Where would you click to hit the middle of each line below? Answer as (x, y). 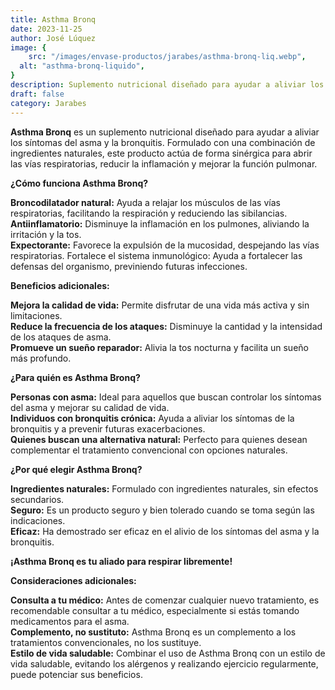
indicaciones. (38, 520)
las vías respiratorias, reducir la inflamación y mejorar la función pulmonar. (164, 163)
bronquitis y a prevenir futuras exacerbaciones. (108, 428)
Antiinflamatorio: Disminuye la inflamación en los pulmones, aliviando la (160, 223)
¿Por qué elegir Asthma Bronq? (76, 469)
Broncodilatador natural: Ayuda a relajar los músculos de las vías (145, 202)
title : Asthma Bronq (53, 19)
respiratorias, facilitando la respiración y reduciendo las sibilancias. (149, 213)
